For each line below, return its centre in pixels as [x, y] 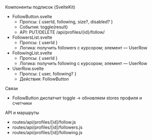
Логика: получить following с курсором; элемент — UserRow [83, 63]
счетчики [22, 103]
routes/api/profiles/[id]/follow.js [44, 122]
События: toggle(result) [44, 27]
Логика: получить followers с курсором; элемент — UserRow [83, 48]
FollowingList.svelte [32, 53]
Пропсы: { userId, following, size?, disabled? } [66, 22]
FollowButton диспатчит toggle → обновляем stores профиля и [77, 98]
